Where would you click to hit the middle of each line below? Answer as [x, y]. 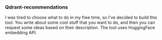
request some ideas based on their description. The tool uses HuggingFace [80, 28]
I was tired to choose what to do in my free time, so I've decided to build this [81, 18]
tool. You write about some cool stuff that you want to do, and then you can [80, 22]
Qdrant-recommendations [37, 7]
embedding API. [21, 33]
